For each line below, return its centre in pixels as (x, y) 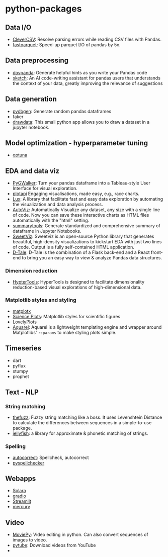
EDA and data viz (32, 171)
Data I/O (18, 27)
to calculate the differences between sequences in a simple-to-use (82, 423)
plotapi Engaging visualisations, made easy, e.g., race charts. (76, 194)
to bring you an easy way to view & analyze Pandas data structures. (92, 258)
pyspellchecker (28, 462)
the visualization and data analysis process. (58, 205)
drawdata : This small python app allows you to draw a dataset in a (81, 122)
